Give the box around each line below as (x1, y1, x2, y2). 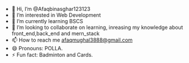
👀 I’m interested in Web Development (11, 12, 101, 18)
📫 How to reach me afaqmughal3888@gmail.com (11, 36, 133, 43)
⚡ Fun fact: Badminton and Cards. (11, 51, 93, 58)
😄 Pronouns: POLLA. (11, 45, 63, 51)
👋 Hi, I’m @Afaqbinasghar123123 (11, 6, 91, 12)
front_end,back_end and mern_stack (11, 30, 100, 37)
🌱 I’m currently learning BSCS (11, 18, 84, 24)
